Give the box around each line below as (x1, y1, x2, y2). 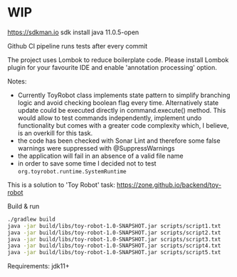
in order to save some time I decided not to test (17, 158, 157, 168)
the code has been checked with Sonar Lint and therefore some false (17, 136, 221, 145)
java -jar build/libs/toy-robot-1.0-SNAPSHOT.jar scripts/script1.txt (7, 222, 221, 229)
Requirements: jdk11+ (7, 262, 70, 271)
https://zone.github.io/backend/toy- (116, 180, 222, 189)
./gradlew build (7, 216, 56, 223)
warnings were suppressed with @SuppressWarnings (17, 143, 175, 152)
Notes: (7, 76, 27, 86)
